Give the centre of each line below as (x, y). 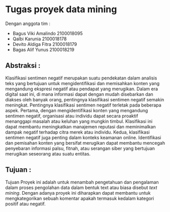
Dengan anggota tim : (28, 23)
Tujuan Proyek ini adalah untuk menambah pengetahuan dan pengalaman (82, 182)
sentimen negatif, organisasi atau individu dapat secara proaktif (72, 116)
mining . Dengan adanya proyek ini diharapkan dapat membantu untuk (78, 193)
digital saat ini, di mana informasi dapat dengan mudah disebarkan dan (79, 94)
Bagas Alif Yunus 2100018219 (43, 49)
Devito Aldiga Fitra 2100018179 (45, 44)
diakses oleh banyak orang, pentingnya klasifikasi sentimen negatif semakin (85, 99)
